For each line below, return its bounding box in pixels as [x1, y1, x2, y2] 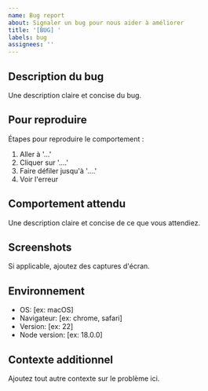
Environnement [8, 284, 85, 298]
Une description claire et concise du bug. [8, 90, 142, 100]
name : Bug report [8, 11, 65, 20]
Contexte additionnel [8, 353, 114, 366]
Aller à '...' [19, 149, 52, 159]
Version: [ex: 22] [19, 322, 74, 331]
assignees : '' [8, 41, 55, 49]
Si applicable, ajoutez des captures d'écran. [8, 261, 151, 271]
